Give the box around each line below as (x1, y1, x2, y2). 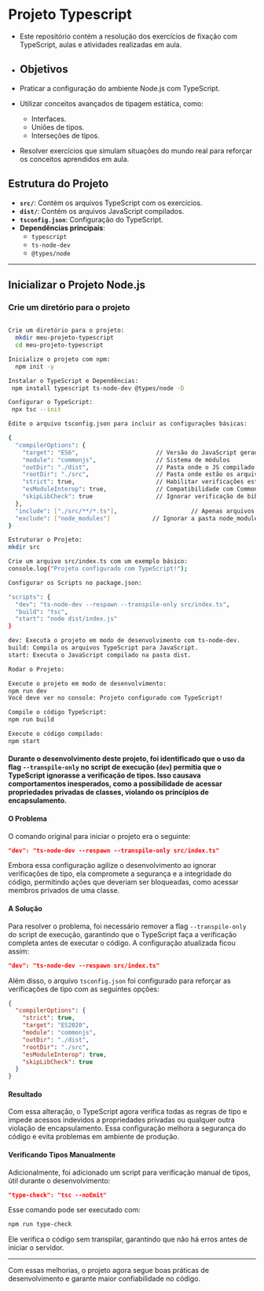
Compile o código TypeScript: (8, 708, 108, 716)
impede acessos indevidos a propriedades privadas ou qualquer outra (8, 1115, 236, 1125)
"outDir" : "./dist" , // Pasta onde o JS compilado (22, 463, 255, 471)
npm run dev (8, 686, 47, 695)
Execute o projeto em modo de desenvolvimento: (8, 679, 167, 687)
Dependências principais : (19, 223, 106, 233)
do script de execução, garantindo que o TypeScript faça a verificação (8, 929, 237, 939)
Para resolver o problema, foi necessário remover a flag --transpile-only (8, 921, 247, 931)
